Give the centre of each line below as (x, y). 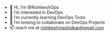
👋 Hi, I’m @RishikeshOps (34, 7)
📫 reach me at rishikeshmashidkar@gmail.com (57, 28)
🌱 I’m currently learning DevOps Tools (47, 17)
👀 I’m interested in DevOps (36, 12)
